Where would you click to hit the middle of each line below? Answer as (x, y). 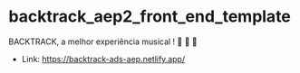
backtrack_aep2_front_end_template (150, 17)
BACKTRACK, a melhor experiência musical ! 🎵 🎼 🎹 (103, 41)
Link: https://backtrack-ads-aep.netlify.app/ (103, 59)
